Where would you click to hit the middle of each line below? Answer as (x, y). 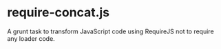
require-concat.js (59, 13)
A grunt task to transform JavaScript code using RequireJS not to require (111, 31)
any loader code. (31, 38)
